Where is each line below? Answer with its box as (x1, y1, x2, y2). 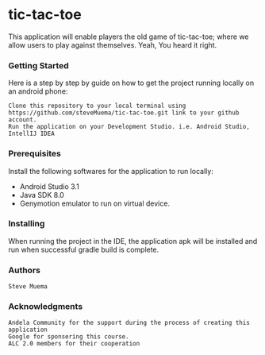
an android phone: (8, 87, 68, 96)
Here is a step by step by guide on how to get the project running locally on (8, 78, 255, 88)
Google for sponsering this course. (8, 333, 129, 341)
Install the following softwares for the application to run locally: (8, 166, 214, 176)
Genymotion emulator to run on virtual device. (19, 199, 171, 208)
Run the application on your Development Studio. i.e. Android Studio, (8, 123, 250, 131)
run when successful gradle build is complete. (8, 245, 159, 254)
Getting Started (8, 60, 69, 71)
